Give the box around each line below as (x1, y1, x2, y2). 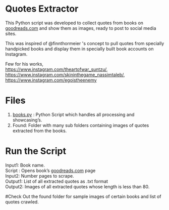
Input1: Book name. (5, 162, 45, 168)
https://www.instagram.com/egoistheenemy (5, 77, 97, 83)
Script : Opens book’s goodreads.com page (5, 167, 96, 174)
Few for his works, (5, 61, 44, 67)
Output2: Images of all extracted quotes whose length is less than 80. (5, 183, 150, 190)
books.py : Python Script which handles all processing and (12, 111, 135, 117)
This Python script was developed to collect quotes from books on (5, 20, 144, 26)
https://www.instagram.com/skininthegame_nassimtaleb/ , (5, 71, 125, 77)
